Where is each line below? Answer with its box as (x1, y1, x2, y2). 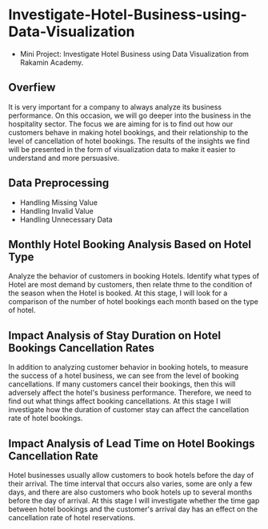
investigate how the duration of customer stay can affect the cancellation (8, 405, 250, 415)
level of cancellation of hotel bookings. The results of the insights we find (8, 136, 250, 146)
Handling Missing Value (19, 198, 98, 207)
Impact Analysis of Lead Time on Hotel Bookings (8, 436, 255, 450)
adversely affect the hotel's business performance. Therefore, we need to (8, 388, 252, 398)
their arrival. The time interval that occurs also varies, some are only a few (8, 479, 253, 488)
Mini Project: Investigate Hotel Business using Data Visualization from (19, 49, 250, 58)
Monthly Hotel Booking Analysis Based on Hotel (8, 238, 252, 251)
